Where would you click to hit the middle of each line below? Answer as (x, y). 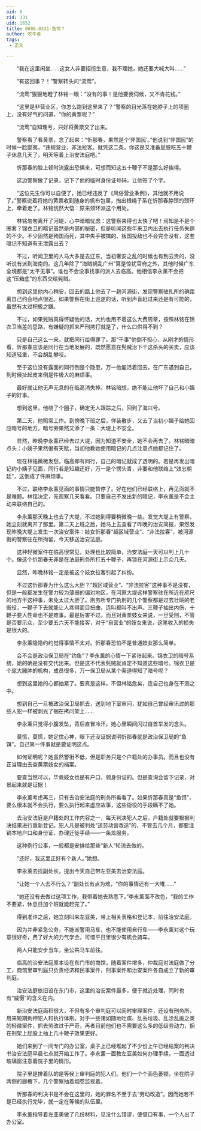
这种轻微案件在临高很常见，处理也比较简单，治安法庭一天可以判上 (98, 552)
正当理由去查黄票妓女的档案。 (43, 764)
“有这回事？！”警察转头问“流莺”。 (58, 81)
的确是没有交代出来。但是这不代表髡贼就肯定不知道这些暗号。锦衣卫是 (108, 663)
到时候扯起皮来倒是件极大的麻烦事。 (51, 374)
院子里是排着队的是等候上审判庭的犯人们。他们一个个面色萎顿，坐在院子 (106, 1073)
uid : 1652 (19, 23)
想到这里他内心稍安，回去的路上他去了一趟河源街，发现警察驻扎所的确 (103, 291)
